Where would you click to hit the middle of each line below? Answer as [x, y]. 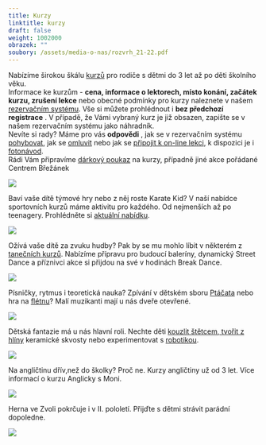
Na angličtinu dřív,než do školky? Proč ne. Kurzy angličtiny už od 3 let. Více [131, 370]
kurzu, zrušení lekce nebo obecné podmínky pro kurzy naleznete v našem [131, 101]
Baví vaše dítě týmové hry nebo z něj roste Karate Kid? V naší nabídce [123, 198]
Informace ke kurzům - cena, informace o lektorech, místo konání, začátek [133, 92]
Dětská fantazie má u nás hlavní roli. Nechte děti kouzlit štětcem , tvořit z [126, 331]
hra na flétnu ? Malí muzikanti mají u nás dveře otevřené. [100, 301]
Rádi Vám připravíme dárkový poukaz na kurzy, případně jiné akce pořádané [133, 159]
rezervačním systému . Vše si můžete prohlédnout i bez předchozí [116, 109]
